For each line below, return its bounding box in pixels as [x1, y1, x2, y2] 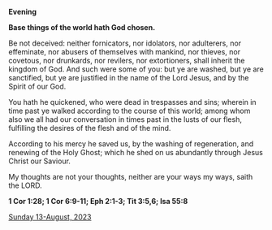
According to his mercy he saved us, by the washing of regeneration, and [8, 139, 254, 149]
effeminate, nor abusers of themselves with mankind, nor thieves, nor [8, 47, 241, 56]
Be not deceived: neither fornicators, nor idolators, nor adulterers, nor [8, 38, 242, 48]
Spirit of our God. [8, 81, 67, 91]
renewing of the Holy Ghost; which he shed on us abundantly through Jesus [8, 148, 264, 157]
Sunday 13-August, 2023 [8, 212, 92, 222]
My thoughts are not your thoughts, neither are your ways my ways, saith [8, 172, 253, 181]
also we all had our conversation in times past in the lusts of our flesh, [8, 115, 242, 124]
